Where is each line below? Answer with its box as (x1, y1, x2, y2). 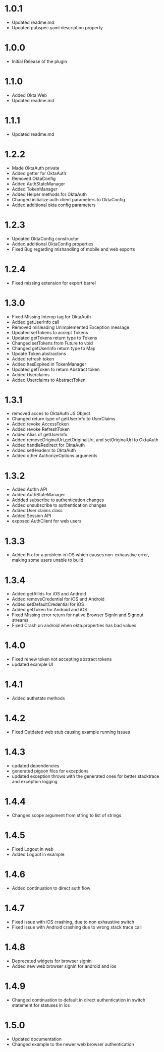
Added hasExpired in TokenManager (11, 361, 86, 367)
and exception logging (11, 779, 58, 784)
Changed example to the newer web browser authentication (11, 1041, 134, 1047)
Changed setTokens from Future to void (11, 340, 93, 346)
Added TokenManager (11, 186, 58, 192)
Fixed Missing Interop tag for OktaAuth (11, 313, 91, 320)
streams (11, 617, 29, 623)
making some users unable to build (11, 557, 84, 563)
